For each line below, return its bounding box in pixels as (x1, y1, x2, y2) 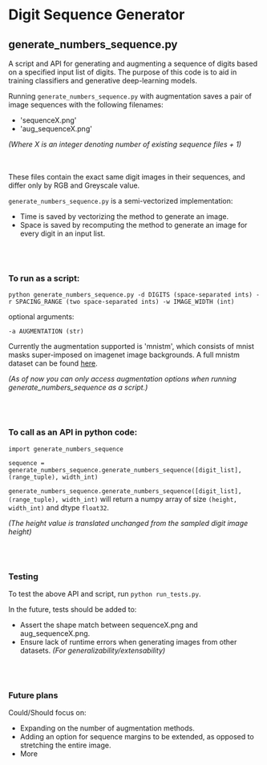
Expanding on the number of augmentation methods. (19, 723, 195, 733)
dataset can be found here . (8, 358, 98, 368)
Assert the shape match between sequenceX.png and (19, 620, 198, 629)
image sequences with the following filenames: (8, 100, 164, 109)
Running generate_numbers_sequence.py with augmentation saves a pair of (8, 91, 253, 101)
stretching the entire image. (19, 740, 111, 751)
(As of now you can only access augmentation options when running (8, 374, 237, 384)
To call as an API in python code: (8, 427, 138, 438)
